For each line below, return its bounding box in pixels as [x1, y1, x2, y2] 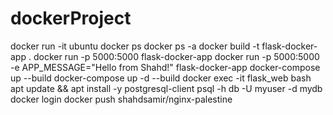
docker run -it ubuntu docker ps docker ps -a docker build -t [10, 40, 260, 52]
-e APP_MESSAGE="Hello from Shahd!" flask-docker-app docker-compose [10, 61, 321, 73]
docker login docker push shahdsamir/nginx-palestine [10, 93, 233, 105]
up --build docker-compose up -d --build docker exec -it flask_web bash [10, 72, 312, 84]
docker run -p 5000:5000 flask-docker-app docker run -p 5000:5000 [33, 50, 320, 62]
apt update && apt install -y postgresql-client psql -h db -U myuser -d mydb [10, 82, 323, 94]
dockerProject [10, 7, 132, 30]
